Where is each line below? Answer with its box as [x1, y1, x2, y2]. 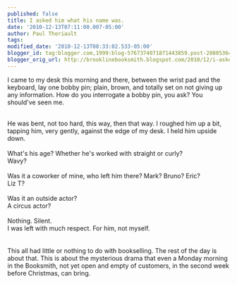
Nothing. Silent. [7, 216, 52, 225]
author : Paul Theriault [7, 30, 78, 37]
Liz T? [7, 179, 25, 187]
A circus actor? [7, 202, 51, 210]
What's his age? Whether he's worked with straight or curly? [7, 149, 183, 157]
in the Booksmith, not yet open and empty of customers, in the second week [7, 261, 229, 270]
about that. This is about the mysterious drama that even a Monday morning [7, 254, 228, 262]
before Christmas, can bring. [7, 268, 91, 277]
